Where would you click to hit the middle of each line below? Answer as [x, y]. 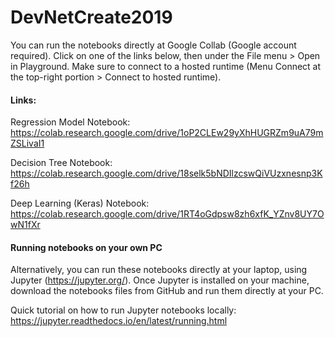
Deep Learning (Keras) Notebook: [80, 203]
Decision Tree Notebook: [61, 163]
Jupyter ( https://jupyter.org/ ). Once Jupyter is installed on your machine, [160, 280]
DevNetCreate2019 [91, 17]
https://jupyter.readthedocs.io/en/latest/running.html [119, 321]
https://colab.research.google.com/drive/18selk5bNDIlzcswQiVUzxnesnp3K [166, 173]
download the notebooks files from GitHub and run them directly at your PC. [167, 291]
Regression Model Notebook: [70, 122]
